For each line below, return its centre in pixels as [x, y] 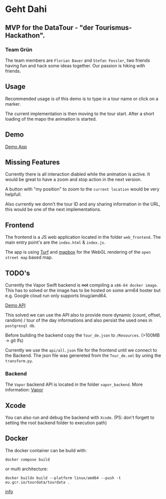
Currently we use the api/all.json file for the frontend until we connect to [81, 350]
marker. [13, 104]
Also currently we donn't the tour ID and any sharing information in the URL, [83, 204]
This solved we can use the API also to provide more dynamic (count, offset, [83, 315]
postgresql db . [20, 326]
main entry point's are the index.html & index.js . [55, 242]
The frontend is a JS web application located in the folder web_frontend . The [83, 237]
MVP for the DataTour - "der [49, 28]
